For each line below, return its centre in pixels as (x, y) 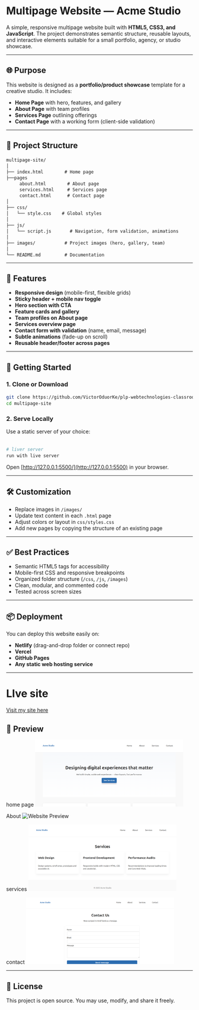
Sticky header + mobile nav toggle (58, 299)
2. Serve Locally (30, 418)
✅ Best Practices (38, 552)
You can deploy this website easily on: (53, 634)
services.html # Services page (63, 190)
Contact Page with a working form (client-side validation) (85, 121)
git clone (18, 397)
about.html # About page (59, 184)
